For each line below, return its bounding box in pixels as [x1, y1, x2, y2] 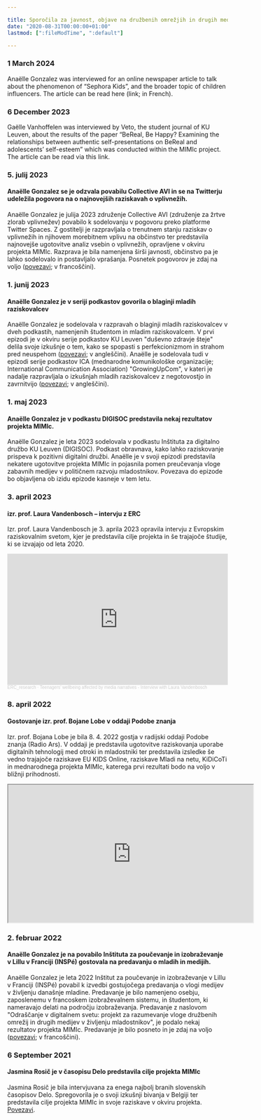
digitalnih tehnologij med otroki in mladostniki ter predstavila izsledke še [7, 747, 215, 756]
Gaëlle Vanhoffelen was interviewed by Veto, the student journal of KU [7, 122, 210, 131]
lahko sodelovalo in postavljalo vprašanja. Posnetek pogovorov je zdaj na [7, 255, 218, 263]
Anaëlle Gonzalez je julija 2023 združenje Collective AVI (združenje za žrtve [7, 211, 226, 219]
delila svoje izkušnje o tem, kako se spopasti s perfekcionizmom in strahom [7, 342, 225, 351]
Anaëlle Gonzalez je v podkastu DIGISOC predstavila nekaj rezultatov [7, 414, 213, 423]
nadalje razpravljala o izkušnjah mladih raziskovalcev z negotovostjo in [7, 372, 211, 381]
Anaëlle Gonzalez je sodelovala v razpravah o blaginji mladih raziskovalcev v [7, 320, 228, 329]
